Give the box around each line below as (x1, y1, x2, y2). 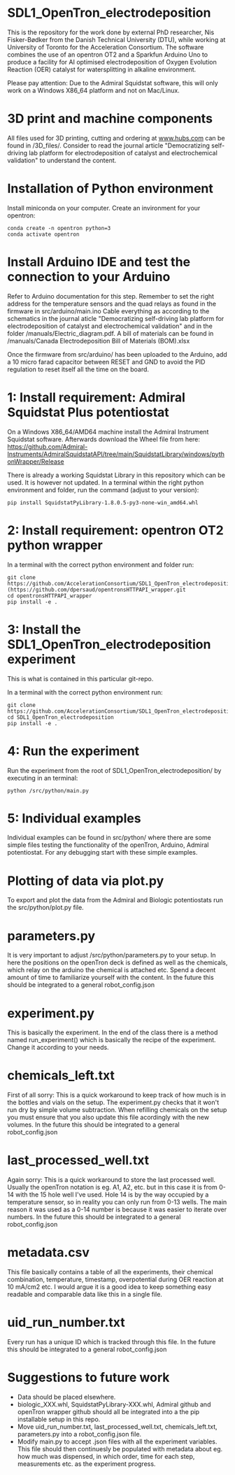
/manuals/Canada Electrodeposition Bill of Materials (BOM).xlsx (7, 336, 190, 345)
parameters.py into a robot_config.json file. (17, 1430, 142, 1438)
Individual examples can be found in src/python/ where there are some (7, 834, 211, 842)
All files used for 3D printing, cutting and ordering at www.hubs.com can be (7, 134, 225, 142)
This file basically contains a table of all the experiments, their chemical (7, 1268, 213, 1276)
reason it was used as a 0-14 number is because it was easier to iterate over (7, 1205, 227, 1214)
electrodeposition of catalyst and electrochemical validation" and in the (7, 322, 213, 330)
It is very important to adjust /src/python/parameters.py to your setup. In (7, 951, 216, 960)
